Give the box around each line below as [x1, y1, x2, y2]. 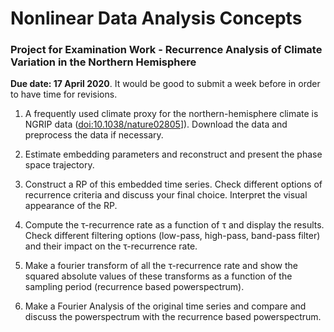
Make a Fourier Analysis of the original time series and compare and [24, 300, 307, 312]
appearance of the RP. [24, 200, 118, 212]
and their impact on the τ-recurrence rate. [24, 240, 198, 252]
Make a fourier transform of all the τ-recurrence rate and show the [24, 260, 298, 272]
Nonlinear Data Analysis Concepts [10, 7, 303, 30]
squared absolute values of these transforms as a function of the [24, 270, 293, 282]
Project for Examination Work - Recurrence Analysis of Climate [10, 43, 323, 57]
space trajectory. [24, 159, 95, 171]
